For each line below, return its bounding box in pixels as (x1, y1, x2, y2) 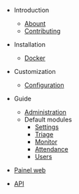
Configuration (24, 81, 64, 89)
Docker (24, 54, 45, 62)
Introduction (13, 6, 50, 14)
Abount (24, 20, 46, 27)
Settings (34, 123, 59, 131)
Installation (13, 40, 46, 48)
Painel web (13, 166, 46, 174)
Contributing (24, 27, 61, 35)
